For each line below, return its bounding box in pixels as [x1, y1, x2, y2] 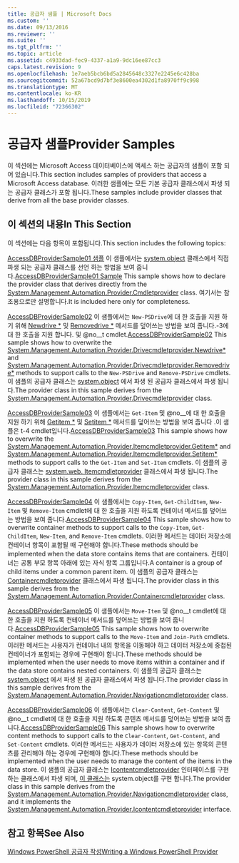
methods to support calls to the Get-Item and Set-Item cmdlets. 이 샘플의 [7, 458, 220, 466]
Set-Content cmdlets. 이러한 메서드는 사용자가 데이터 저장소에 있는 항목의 [7, 740, 214, 748]
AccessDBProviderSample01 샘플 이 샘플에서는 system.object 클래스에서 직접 [7, 254, 230, 262]
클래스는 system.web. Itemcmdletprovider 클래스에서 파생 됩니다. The [20, 466, 218, 475]
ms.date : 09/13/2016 [7, 24, 69, 31]
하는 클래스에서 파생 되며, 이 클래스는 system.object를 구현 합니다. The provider [7, 774, 231, 782]
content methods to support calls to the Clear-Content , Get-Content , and [7, 731, 220, 740]
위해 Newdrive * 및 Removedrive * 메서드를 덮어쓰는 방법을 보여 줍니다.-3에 [14, 321, 229, 330]
